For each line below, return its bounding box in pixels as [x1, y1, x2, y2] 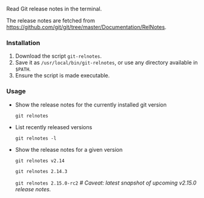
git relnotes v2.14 [15, 158, 65, 164]
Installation [6, 38, 41, 47]
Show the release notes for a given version [15, 146, 123, 153]
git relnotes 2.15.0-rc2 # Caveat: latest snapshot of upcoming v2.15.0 [15, 179, 197, 186]
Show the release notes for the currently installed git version [15, 101, 167, 108]
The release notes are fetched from [6, 17, 96, 24]
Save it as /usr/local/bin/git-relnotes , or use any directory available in [15, 59, 198, 66]
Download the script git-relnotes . [15, 52, 102, 60]
